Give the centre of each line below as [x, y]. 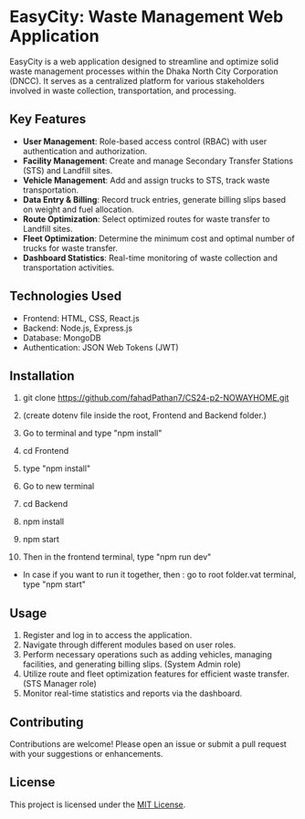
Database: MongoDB [62, 337]
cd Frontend [46, 451]
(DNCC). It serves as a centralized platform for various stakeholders [137, 80]
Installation [42, 376]
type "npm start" [54, 584]
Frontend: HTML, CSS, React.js [81, 318]
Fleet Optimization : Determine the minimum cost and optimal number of [158, 238]
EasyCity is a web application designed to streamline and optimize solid [144, 61]
